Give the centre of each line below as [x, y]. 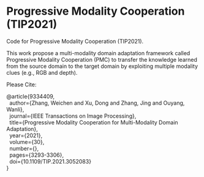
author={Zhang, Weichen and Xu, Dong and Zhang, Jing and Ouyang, [97, 103]
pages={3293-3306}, [36, 155]
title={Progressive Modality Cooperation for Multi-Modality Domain [94, 122]
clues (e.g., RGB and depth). [42, 72]
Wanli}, [15, 109]
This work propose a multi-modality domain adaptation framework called [98, 53]
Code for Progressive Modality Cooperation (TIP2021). [75, 41]
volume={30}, [27, 141]
